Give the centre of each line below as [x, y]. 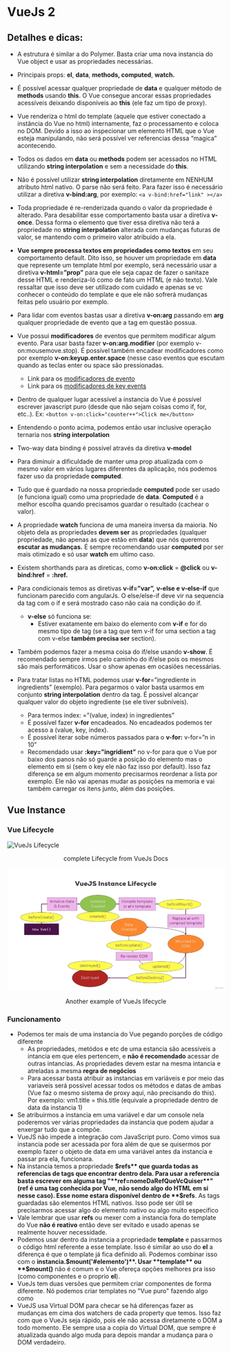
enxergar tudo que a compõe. [59, 1130]
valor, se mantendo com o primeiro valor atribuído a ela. [97, 237]
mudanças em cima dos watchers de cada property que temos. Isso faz [119, 1313]
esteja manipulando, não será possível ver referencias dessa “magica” [117, 138]
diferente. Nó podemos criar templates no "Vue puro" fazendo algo [112, 1291]
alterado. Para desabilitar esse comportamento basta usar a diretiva [113, 215]
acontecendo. [37, 145]
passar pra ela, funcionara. [56, 1159]
